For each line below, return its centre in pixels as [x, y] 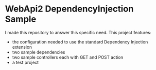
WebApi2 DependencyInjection [69, 9]
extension [22, 47]
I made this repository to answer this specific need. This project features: [78, 32]
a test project [25, 62]
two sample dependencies [39, 52]
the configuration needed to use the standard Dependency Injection [80, 42]
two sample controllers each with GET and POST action [68, 57]
